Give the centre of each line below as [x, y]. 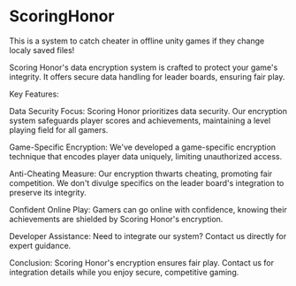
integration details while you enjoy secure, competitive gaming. [124, 272]
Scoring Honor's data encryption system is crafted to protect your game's [144, 67]
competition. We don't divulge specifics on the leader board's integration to [147, 182]
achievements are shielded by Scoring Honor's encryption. [116, 219]
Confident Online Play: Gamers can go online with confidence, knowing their [148, 209]
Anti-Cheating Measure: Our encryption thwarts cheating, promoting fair [141, 174]
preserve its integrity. [48, 192]
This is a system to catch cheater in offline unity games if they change [137, 41]
